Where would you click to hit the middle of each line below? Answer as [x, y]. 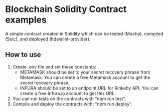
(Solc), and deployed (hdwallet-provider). [48, 39]
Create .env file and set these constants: [54, 66]
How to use [23, 55]
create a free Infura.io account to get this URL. [68, 93]
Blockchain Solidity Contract [66, 9]
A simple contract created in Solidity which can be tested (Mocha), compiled [84, 33]
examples [26, 20]
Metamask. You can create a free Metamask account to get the [85, 77]
